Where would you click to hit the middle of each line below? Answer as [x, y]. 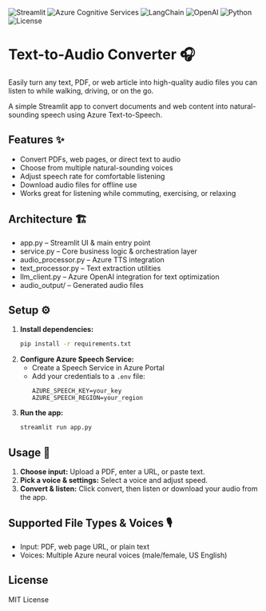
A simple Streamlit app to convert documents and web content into [118, 106]
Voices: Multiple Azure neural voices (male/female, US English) [123, 555]
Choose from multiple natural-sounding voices [96, 167]
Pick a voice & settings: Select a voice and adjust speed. [114, 480]
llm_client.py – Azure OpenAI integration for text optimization [119, 277]
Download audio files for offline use [78, 185]
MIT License [29, 599]
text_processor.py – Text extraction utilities [90, 268]
